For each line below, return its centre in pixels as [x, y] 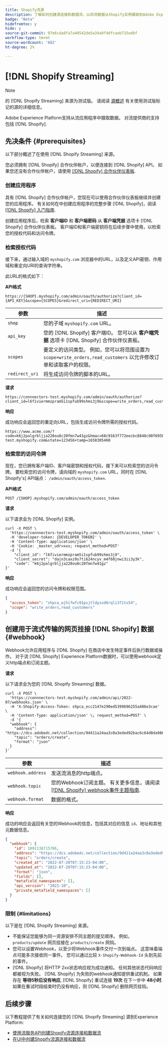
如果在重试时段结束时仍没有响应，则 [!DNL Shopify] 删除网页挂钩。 [81, 986]
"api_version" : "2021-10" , [42, 886]
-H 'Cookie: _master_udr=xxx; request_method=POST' [65, 546]
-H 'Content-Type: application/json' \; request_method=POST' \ [78, 715]
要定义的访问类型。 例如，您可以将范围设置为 [96, 349]
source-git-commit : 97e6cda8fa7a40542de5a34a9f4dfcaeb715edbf [71, 33]
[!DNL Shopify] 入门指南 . [30, 210]
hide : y [13, 29]
